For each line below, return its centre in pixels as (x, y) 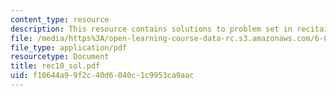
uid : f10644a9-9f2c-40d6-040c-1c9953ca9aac (102, 76)
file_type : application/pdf (69, 47)
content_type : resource (60, 19)
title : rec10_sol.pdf (55, 66)
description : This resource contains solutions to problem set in (151, 29)
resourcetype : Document (60, 57)
